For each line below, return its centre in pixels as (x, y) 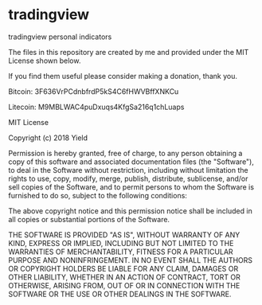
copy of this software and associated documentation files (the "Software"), (131, 162)
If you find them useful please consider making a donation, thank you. (123, 76)
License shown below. (45, 61)
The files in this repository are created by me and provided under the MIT (129, 52)
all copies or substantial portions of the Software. (89, 219)
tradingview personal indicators (60, 37)
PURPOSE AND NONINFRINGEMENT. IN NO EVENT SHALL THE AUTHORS (131, 260)
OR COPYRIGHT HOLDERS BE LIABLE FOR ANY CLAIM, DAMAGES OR (123, 268)
